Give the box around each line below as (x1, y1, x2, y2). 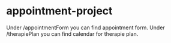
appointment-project (6, 4, 113, 18)
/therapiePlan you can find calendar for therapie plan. (6, 30, 139, 37)
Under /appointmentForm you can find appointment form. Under (6, 24, 165, 31)
